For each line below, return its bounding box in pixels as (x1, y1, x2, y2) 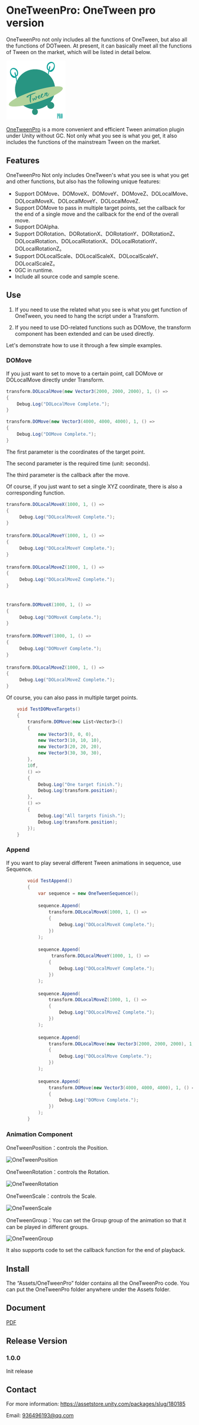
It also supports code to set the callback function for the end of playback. (6, 1247, 185, 1254)
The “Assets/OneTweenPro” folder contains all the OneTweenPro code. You (6, 1279, 190, 1287)
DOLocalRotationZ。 (14, 245, 65, 252)
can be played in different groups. (6, 1223, 89, 1231)
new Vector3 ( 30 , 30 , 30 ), (37, 750, 102, 756)
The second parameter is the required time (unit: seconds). (6, 460, 150, 467)
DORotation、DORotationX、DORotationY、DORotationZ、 (36, 230, 179, 237)
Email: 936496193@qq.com (6, 1412, 74, 1419)
